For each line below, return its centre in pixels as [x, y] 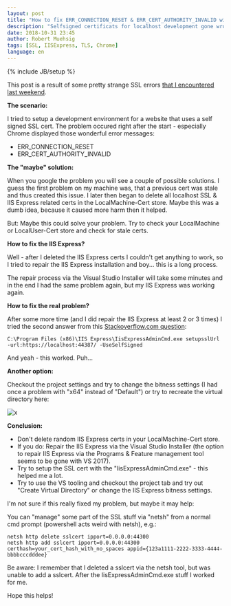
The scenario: [27, 105]
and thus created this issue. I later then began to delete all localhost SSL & [112, 195]
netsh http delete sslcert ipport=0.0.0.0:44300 [78, 537]
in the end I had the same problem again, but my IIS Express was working [111, 285]
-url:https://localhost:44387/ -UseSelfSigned [75, 345]
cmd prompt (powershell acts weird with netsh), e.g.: [82, 524]
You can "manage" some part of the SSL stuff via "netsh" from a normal [109, 517]
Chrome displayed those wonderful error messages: [81, 133]
